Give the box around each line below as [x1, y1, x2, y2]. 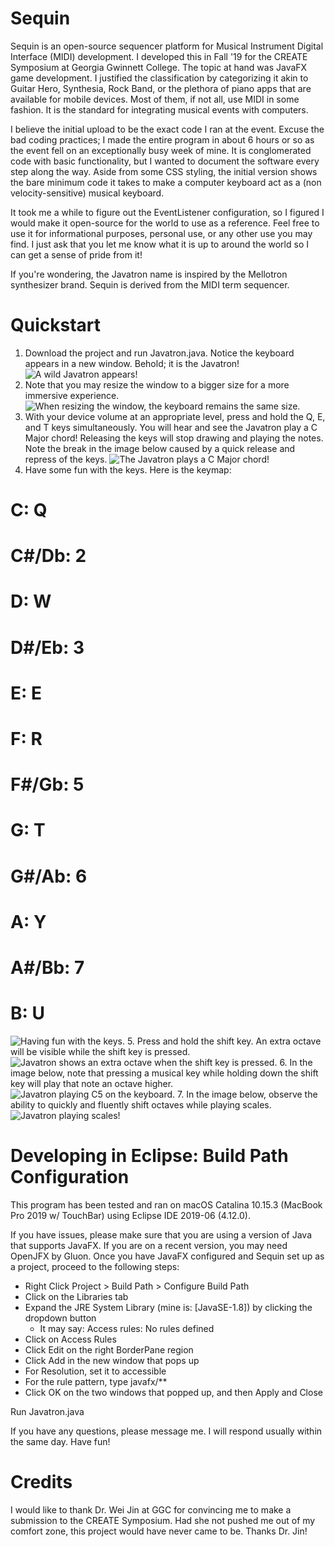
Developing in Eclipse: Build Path [10, 1145, 289, 1167]
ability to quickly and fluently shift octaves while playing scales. [10, 1098, 272, 1111]
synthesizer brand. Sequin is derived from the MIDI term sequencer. [10, 278, 290, 291]
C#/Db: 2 [10, 545, 87, 567]
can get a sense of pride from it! [10, 248, 143, 261]
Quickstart [10, 314, 102, 337]
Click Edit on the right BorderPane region [24, 1343, 194, 1356]
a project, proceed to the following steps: [10, 1260, 180, 1272]
